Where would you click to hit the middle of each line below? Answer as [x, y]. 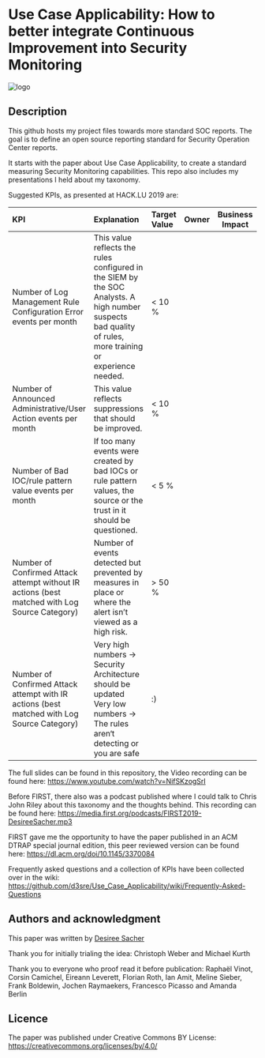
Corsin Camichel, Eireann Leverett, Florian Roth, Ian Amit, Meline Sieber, [125, 977]
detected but [118, 563]
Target [164, 214]
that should [114, 418]
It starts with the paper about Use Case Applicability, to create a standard [127, 163]
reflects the [115, 247]
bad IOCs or [116, 470]
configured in [118, 267]
